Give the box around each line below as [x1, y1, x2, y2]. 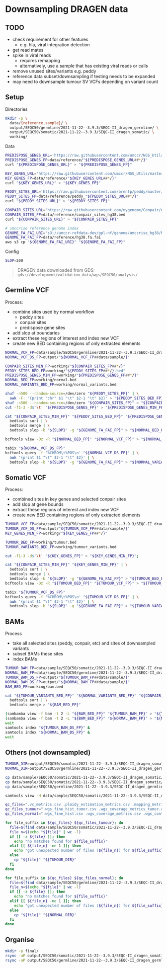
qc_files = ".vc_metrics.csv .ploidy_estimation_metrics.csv [5, 802, 130, 807]
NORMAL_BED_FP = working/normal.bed [5, 378, 77, 383]
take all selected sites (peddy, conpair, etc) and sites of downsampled [12, 640, 156, 646]
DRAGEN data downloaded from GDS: [17, 267, 95, 273]
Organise [5, 935, 34, 944]
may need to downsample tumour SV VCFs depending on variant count [12, 79, 158, 84]
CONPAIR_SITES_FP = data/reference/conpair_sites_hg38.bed [5, 212, 126, 217]
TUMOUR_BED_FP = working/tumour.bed [5, 540, 77, 545]
